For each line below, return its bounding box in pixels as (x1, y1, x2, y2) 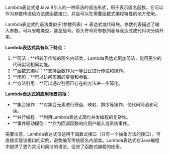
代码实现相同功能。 (12, 62, 53, 67)
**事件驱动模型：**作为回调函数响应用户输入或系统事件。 (12, 120, 132, 126)
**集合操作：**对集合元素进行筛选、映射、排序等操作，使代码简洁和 (12, 102, 154, 107)
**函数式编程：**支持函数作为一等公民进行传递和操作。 (12, 68, 127, 74)
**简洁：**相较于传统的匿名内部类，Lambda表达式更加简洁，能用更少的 (12, 55, 162, 61)
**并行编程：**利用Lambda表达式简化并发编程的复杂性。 (12, 114, 131, 120)
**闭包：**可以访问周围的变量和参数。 (12, 74, 92, 80)
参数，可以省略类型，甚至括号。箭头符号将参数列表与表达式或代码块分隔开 (9, 28, 164, 34)
